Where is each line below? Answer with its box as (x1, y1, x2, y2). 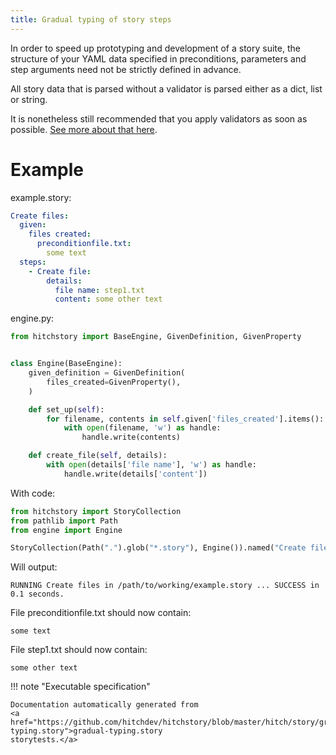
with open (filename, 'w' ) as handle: (63, 423, 222, 433)
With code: (10, 487, 56, 499)
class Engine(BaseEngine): (10, 359, 123, 369)
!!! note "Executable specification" (10, 681, 151, 693)
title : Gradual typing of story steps (10, 14, 172, 25)
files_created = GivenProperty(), (46, 377, 182, 387)
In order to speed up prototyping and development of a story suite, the (10, 42, 301, 54)
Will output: (10, 561, 58, 573)
